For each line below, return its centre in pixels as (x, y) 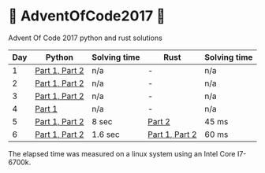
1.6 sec (106, 134)
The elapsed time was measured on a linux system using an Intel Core (122, 153)
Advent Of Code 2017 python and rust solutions (86, 38)
